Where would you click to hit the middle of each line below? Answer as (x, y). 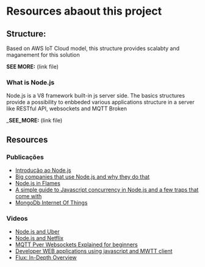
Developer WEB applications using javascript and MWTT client (94, 251)
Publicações (25, 157)
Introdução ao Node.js (43, 170)
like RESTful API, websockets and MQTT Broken (67, 109)
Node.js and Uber (37, 232)
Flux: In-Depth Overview (46, 258)
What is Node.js (31, 82)
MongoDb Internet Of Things (51, 202)
